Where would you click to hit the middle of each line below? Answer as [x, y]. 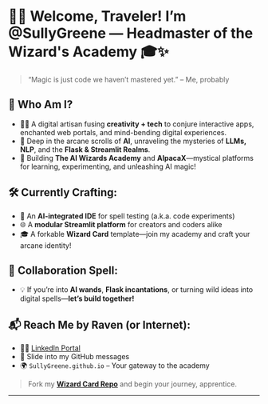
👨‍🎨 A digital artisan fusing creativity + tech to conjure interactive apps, [137, 124]
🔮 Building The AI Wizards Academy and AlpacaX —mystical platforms [136, 158]
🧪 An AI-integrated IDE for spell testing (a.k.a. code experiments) [127, 216]
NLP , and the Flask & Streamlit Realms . [85, 149]
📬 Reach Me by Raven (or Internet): [100, 324]
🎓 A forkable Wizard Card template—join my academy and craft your [135, 234]
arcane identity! [45, 245]
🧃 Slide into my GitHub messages [75, 357]
